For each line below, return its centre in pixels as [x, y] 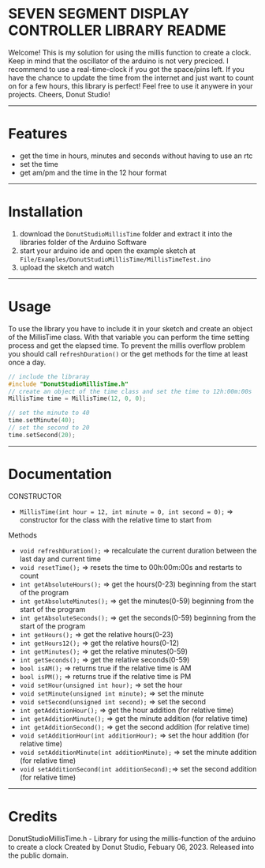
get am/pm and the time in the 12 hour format [93, 172]
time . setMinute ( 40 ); [42, 421]
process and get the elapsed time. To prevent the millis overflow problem [127, 345]
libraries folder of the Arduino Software [83, 242]
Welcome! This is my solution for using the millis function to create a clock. [130, 52]
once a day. [27, 362]
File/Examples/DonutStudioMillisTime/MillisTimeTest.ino [115, 259]
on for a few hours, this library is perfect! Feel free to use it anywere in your [131, 86]
